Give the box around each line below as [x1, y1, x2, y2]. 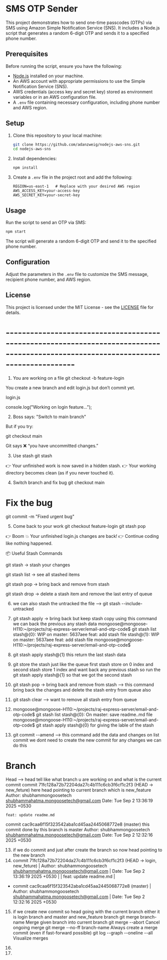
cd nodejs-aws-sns [12, 147, 51, 152]
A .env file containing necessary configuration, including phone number [12, 99, 160, 105]
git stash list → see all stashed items [5, 572, 80, 578]
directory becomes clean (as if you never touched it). [5, 470, 115, 476]
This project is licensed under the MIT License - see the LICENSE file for [5, 304, 154, 310]
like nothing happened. [5, 540, 53, 546]
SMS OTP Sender [5, 3, 78, 14]
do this [12, 742, 27, 748]
